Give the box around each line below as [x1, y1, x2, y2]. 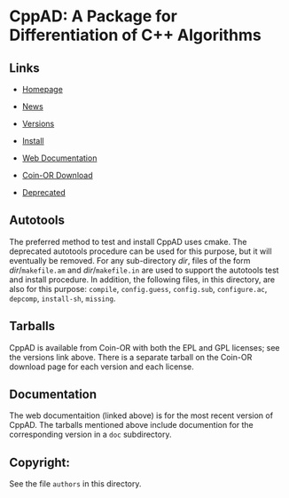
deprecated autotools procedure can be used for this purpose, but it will [9, 246, 272, 257]
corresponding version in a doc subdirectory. [9, 429, 172, 440]
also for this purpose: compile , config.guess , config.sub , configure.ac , [9, 283, 268, 294]
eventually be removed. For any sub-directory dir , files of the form [9, 255, 251, 265]
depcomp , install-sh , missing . [9, 293, 116, 304]
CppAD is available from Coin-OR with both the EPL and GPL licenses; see [9, 342, 281, 352]
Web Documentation [21, 153, 98, 163]
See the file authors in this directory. [9, 478, 142, 489]
